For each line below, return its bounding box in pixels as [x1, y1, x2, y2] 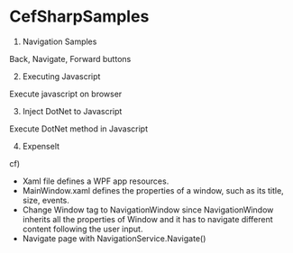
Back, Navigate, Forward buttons [9, 53, 132, 64]
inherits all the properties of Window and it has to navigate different [22, 213, 273, 224]
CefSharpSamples [9, 6, 150, 27]
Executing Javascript [22, 70, 101, 82]
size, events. [22, 194, 70, 205]
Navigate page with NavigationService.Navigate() [22, 232, 206, 244]
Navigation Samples [22, 36, 97, 47]
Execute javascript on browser [9, 88, 123, 99]
